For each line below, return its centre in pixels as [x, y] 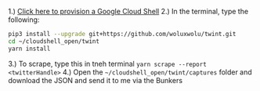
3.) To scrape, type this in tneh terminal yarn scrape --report [108, 64]
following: [24, 20]
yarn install [29, 49]
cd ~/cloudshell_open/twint [54, 41]
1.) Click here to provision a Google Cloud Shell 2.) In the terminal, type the [128, 11]
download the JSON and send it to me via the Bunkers [95, 80]
